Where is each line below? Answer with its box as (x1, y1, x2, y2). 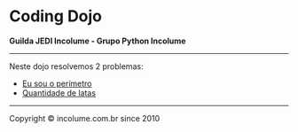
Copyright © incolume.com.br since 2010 (9, 113, 161, 123)
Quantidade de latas (21, 87, 96, 98)
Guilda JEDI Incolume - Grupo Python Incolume (9, 35, 186, 46)
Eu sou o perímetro (21, 78, 92, 89)
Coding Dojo (9, 6, 103, 27)
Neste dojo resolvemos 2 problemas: (9, 60, 144, 72)
